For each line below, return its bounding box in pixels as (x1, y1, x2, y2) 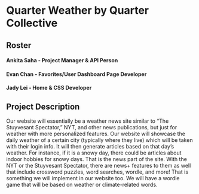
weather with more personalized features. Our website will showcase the (6, 130, 185, 138)
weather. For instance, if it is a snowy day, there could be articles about (6, 149, 182, 156)
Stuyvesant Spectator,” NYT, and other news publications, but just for (6, 124, 177, 131)
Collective (6, 16, 58, 30)
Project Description (6, 101, 80, 111)
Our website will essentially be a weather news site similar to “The (6, 117, 169, 125)
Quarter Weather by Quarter (6, 4, 149, 17)
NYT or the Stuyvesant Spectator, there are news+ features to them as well (6, 162, 191, 169)
